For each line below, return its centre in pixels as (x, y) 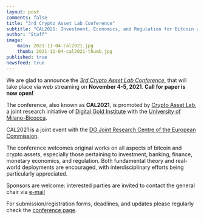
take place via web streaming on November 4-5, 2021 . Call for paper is (96, 86)
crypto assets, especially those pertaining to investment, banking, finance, (99, 154)
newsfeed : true (25, 63)
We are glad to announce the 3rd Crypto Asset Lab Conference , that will (97, 80)
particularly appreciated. (37, 173)
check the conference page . (42, 210)
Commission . (23, 136)
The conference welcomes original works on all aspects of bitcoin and (94, 148)
